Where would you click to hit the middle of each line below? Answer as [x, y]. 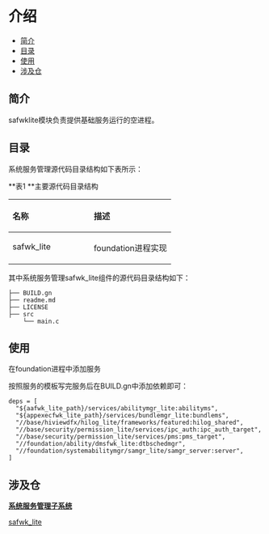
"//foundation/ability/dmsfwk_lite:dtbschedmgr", [101, 444]
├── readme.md [32, 300]
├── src [21, 314]
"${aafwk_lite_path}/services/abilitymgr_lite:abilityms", [117, 409]
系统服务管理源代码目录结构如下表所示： [76, 169]
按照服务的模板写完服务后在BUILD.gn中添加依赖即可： [98, 386]
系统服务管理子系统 [40, 506]
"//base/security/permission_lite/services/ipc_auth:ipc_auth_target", [139, 430]
